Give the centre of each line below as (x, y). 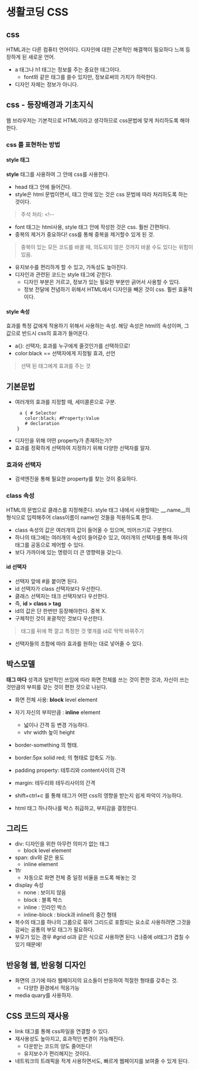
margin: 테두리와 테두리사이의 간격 (55, 782)
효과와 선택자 (24, 465)
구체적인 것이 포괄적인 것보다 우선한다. (59, 618)
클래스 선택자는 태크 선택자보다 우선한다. (61, 596)
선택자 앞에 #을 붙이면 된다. (47, 581)
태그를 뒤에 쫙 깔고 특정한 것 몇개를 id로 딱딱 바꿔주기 (82, 631)
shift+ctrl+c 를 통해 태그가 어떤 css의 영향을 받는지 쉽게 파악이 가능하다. (99, 795)
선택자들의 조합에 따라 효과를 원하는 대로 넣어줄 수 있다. (79, 643)
